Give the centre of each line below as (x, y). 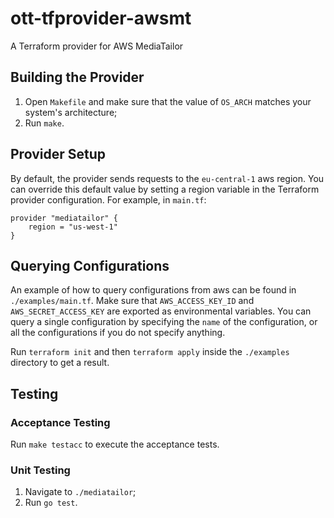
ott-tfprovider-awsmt (101, 18)
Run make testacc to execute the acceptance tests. (115, 444)
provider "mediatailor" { (64, 218)
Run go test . (51, 503)
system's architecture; (71, 112)
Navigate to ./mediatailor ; (80, 492)
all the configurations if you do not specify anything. (118, 333)
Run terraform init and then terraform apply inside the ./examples (150, 352)
